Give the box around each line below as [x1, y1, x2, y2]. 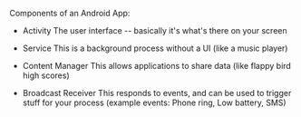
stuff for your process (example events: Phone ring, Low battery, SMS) [22, 97, 287, 108]
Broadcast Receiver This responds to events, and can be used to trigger [22, 88, 292, 98]
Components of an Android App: [9, 8, 131, 18]
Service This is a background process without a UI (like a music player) [22, 43, 288, 54]
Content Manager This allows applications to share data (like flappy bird [22, 61, 292, 71]
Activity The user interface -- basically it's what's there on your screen [22, 25, 287, 35]
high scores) [22, 70, 70, 81]
